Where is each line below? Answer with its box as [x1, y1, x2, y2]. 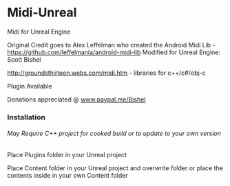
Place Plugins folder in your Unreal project [7, 151, 127, 159]
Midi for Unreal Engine [7, 27, 71, 36]
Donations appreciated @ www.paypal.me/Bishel [7, 95, 146, 104]
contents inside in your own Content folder [7, 172, 129, 180]
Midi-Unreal [7, 5, 77, 21]
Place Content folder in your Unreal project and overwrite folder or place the [7, 164, 224, 172]
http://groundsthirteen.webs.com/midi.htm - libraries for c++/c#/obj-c [7, 69, 207, 77]
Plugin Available [7, 82, 52, 90]
